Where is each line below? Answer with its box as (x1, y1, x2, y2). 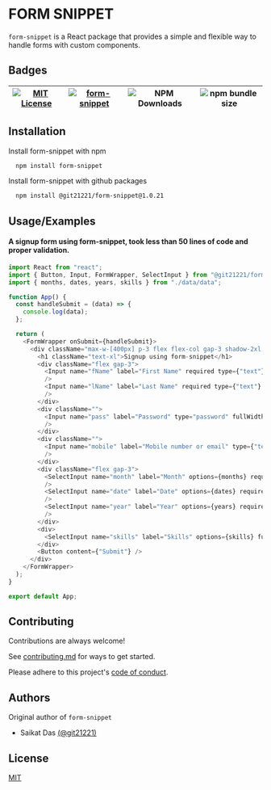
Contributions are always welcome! (8, 636, 126, 646)
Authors (8, 691, 51, 704)
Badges (8, 64, 48, 78)
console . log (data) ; (23, 308, 89, 316)
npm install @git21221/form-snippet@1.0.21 (15, 191, 164, 200)
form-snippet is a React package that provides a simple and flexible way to (8, 32, 256, 41)
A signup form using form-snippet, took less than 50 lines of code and (8, 237, 248, 246)
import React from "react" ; (8, 263, 103, 271)
